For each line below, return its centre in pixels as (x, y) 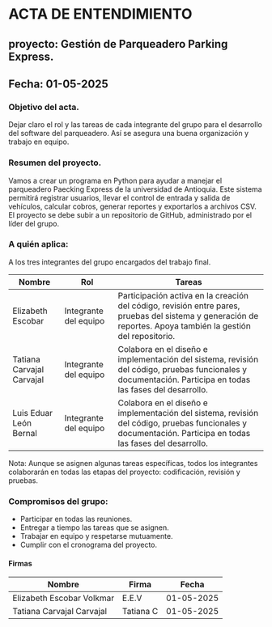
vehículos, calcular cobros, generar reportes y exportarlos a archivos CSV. (132, 206)
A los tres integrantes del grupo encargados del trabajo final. (110, 262)
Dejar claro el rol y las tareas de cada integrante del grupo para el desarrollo (136, 125)
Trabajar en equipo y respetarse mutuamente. (96, 536)
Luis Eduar (33, 413)
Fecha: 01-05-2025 (59, 84)
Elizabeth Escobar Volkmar (64, 598)
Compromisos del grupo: (58, 501)
